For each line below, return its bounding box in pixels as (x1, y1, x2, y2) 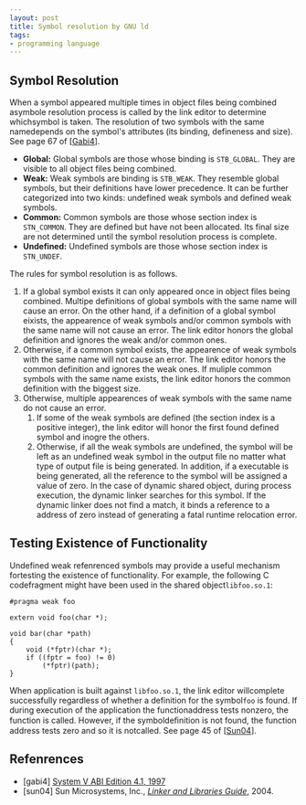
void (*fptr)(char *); (26, 645, 112, 654)
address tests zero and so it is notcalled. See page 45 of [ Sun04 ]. (9, 725, 258, 736)
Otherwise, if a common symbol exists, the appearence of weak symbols (22, 344, 297, 355)
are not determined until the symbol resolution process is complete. (22, 231, 278, 242)
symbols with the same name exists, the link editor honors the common (22, 374, 291, 385)
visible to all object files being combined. (22, 164, 177, 175)
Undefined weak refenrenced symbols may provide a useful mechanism (9, 559, 280, 571)
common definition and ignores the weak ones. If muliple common (22, 364, 272, 375)
